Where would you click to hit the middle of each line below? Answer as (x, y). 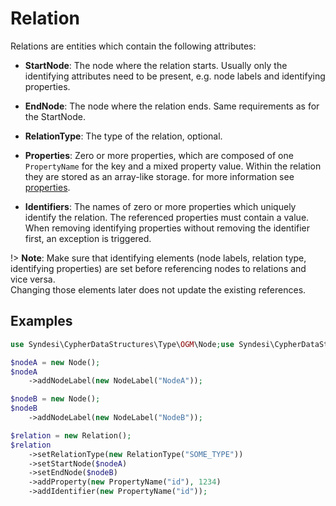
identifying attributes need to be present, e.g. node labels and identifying (175, 76)
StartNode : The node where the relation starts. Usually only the (156, 65)
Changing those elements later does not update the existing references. (158, 289)
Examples (41, 321)
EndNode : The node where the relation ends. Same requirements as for (172, 106)
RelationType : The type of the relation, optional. (123, 136)
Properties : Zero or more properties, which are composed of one (159, 155)
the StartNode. (55, 116)
